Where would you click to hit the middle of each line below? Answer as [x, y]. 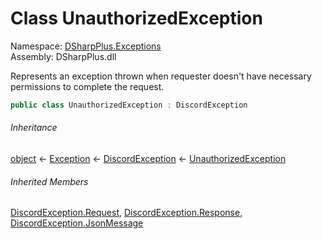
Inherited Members [49, 181]
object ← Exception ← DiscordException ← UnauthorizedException [148, 159]
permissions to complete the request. [87, 86]
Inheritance [34, 128]
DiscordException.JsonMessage [77, 223]
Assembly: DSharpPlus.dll [63, 56]
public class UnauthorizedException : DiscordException [129, 105]
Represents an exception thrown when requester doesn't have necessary [161, 76]
